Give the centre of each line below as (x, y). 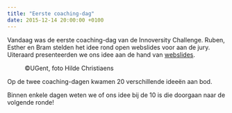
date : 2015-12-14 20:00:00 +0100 (56, 20)
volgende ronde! (31, 102)
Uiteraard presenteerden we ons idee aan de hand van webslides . (101, 54)
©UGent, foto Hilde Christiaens (69, 68)
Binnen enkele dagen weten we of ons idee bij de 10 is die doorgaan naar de (116, 95)
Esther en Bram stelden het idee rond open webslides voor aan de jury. (109, 47)
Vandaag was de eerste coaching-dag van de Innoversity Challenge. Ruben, (116, 40)
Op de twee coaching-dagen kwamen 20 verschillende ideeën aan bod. (110, 81)
